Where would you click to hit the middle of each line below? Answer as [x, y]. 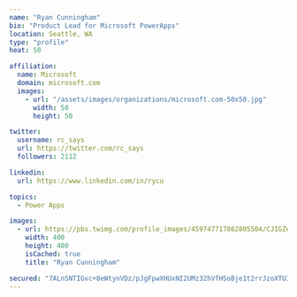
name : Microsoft [47, 75]
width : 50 [50, 107]
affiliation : [33, 66]
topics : [23, 197]
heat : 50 [25, 51]
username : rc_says [51, 140]
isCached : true [53, 254]
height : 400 [47, 246]
